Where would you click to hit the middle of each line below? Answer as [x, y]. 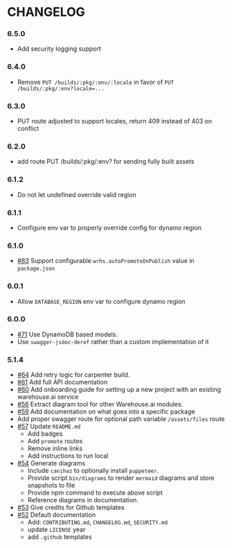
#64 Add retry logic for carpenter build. [73, 375]
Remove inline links [55, 449]
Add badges [45, 434]
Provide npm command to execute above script [95, 493]
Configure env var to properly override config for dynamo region [109, 228]
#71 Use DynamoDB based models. [67, 334]
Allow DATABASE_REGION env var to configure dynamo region [101, 301]
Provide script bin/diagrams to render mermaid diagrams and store [121, 478]
